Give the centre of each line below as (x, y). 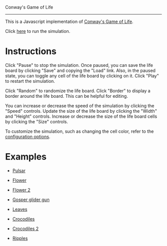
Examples (26, 157)
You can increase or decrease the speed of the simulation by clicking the (80, 106)
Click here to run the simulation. (38, 31)
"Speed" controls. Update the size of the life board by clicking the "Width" (81, 111)
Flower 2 (21, 190)
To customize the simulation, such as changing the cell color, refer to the (80, 131)
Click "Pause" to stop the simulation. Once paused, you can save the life (79, 65)
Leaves (20, 209)
